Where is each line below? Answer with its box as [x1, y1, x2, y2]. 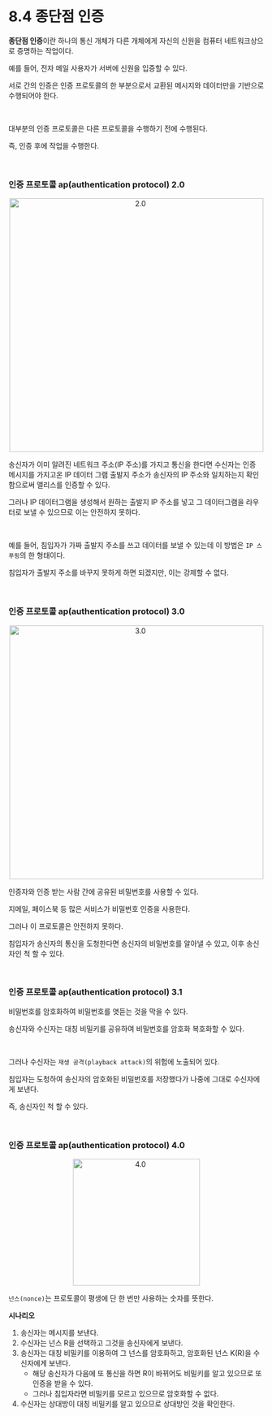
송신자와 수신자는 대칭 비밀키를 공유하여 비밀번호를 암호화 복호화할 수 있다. [8, 1024, 245, 1034]
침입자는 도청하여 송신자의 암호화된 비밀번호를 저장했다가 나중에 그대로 [8, 1073, 232, 1084]
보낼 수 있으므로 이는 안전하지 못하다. [23, 507, 140, 517]
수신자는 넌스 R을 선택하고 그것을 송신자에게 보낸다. [19, 1338, 183, 1348]
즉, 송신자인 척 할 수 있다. [8, 1101, 89, 1111]
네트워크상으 [224, 36, 264, 45]
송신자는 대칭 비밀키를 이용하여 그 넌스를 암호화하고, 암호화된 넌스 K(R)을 [19, 1349, 252, 1358]
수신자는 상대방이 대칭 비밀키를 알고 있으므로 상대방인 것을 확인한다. [19, 1399, 235, 1409]
